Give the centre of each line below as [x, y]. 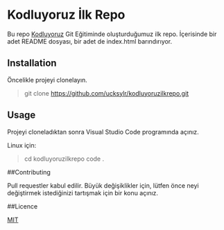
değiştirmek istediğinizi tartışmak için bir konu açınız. [83, 193]
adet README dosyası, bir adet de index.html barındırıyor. [90, 41]
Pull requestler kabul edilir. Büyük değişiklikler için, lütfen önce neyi [103, 185]
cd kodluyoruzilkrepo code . [64, 159]
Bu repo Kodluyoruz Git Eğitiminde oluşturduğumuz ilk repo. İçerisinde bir [112, 34]
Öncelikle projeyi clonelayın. [48, 80]
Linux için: [22, 145]
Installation [32, 63]
